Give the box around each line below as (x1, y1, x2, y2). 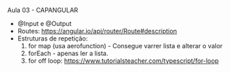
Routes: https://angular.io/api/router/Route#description (17, 27, 178, 35)
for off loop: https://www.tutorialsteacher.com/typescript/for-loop (28, 57, 219, 65)
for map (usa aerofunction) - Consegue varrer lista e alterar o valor (28, 42, 223, 50)
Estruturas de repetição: (17, 34, 88, 43)
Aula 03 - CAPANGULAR (7, 6, 79, 14)
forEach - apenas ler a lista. (28, 49, 109, 57)
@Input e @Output (17, 20, 72, 27)
